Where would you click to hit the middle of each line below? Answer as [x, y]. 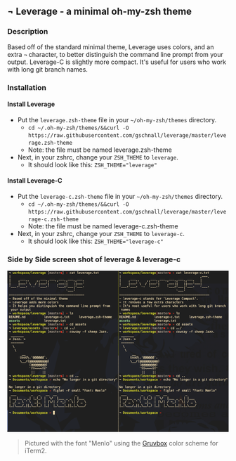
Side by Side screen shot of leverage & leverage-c [94, 259]
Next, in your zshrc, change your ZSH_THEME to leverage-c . [101, 234]
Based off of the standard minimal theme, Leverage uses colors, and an [111, 47]
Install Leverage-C [35, 181]
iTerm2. [35, 450]
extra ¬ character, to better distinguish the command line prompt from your [115, 54]
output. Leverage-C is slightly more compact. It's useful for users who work [117, 62]
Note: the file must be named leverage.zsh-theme [100, 150]
